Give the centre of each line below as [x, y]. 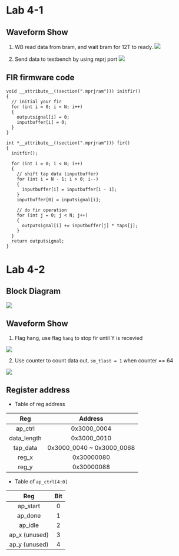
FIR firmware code [40, 78]
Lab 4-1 [25, 10]
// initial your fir [37, 102]
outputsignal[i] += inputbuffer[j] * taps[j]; [80, 225]
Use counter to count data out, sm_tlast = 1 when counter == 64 [94, 360]
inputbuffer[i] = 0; [42, 122]
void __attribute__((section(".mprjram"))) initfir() [74, 91]
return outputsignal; [38, 241]
